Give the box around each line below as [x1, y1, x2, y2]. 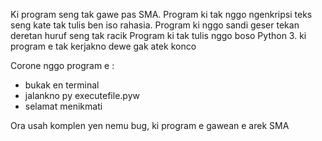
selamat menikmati [24, 100, 103, 112]
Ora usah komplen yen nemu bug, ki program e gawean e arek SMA [10, 120, 290, 131]
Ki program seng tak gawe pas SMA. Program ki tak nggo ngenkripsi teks [10, 9, 313, 20]
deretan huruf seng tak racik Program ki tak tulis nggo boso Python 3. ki [10, 30, 307, 41]
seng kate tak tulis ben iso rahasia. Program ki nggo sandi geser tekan [10, 19, 300, 31]
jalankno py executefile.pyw [24, 90, 140, 101]
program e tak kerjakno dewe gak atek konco [10, 40, 197, 52]
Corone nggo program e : [10, 60, 115, 71]
